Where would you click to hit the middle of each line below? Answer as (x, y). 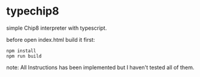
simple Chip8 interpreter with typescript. (56, 28)
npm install (21, 51)
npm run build (24, 56)
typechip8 (33, 11)
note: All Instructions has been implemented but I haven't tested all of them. (100, 67)
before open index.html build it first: (51, 39)
